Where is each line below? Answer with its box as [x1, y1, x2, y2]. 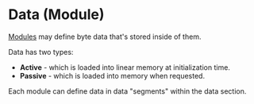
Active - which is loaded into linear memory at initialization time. [19, 62, 230, 72]
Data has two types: [8, 47, 74, 56]
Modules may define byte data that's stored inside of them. [8, 32, 202, 41]
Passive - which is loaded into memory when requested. [19, 71, 205, 80]
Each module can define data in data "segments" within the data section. [8, 86, 247, 96]
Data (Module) [8, 6, 105, 24]
